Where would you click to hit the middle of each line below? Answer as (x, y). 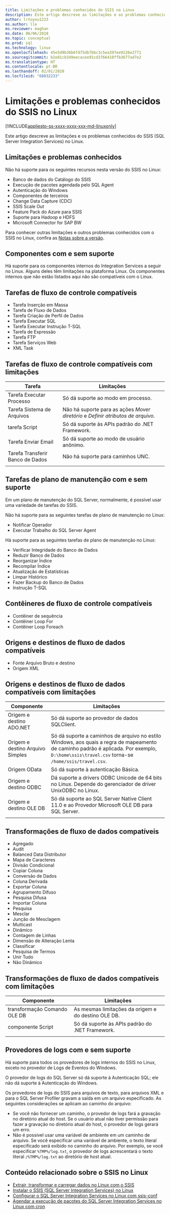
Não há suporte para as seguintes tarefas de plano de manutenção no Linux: (85, 515)
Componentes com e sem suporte (60, 254)
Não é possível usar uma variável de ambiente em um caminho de (81, 1135)
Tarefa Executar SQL (34, 321)
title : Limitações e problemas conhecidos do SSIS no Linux (70, 10)
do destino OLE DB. (97, 1015)
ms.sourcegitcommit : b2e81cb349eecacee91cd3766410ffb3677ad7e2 (73, 57)
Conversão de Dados (35, 876)
